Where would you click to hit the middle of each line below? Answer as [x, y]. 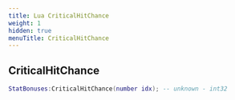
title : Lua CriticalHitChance [59, 16]
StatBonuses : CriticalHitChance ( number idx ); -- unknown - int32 [118, 89]
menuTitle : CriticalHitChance [59, 38]
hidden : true [30, 30]
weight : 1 [25, 23]
